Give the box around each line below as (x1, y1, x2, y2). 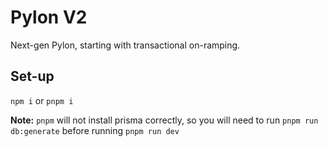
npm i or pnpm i (10, 94, 74, 106)
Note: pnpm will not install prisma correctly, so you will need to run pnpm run (10, 114, 319, 126)
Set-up (10, 68, 55, 85)
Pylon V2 (10, 6, 88, 29)
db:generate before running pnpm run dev (10, 124, 180, 136)
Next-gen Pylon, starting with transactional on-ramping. (10, 39, 241, 51)
